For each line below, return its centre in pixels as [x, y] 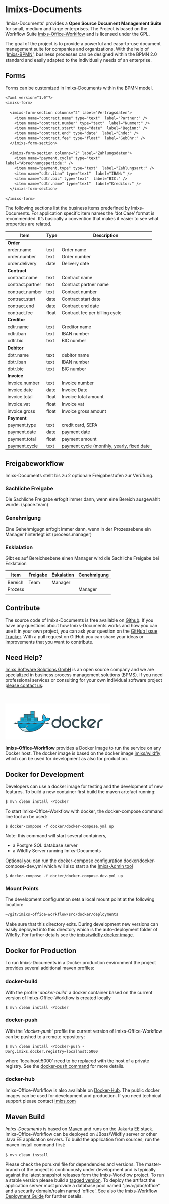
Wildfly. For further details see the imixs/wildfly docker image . [70, 935]
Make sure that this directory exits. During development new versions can [82, 924]
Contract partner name [85, 284]
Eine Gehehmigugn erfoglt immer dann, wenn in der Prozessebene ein [78, 529]
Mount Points [22, 889]
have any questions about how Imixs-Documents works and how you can [81, 625]
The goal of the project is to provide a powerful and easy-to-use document [83, 43]
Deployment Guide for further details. [44, 1196]
